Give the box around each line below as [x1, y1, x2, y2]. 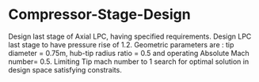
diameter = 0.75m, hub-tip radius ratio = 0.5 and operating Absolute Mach [8, 48, 249, 58]
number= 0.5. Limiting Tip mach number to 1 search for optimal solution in [8, 57, 249, 66]
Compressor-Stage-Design [8, 6, 192, 24]
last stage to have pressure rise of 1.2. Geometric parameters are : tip [8, 39, 234, 49]
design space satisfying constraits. [8, 65, 123, 74]
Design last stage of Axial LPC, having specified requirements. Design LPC [8, 32, 252, 41]
